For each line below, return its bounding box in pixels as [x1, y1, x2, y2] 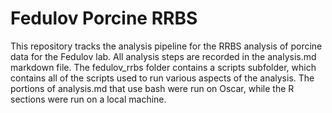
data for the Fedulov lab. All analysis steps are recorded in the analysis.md [10, 50, 317, 62]
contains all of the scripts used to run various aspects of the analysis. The [10, 72, 315, 84]
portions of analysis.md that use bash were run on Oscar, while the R [10, 82, 295, 94]
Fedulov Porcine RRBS [10, 7, 198, 30]
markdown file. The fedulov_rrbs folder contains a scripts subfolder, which [10, 61, 317, 73]
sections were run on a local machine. [10, 93, 167, 105]
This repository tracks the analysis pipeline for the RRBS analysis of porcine [10, 40, 323, 52]
